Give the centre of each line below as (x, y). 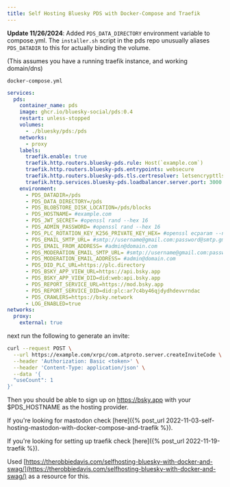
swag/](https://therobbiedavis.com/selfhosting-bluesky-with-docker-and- (112, 469)
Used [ (16, 462)
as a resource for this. (59, 476)
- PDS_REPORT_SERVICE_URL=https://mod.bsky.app (94, 284)
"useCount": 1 (33, 381)
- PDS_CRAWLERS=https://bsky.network (79, 297)
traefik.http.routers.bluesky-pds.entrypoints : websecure (110, 170)
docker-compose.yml (35, 81)
